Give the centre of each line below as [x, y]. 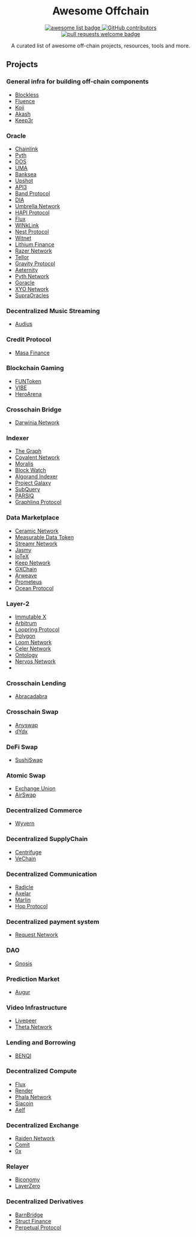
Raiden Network [35, 1139]
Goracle [25, 283]
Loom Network [33, 642]
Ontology [26, 655]
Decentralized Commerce [44, 810]
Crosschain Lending [36, 683]
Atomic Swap [26, 775]
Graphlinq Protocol [38, 502]
